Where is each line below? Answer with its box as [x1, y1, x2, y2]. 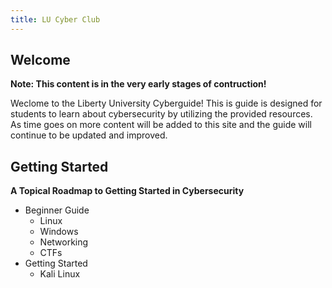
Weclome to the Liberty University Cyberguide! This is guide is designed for [10, 97, 323, 110]
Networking [39, 236, 89, 248]
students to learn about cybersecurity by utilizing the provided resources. [10, 108, 313, 120]
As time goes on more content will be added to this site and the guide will [10, 119, 312, 131]
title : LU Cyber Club [10, 14, 101, 25]
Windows [39, 226, 79, 238]
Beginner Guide [24, 204, 90, 216]
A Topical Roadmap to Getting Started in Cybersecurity [10, 185, 245, 197]
